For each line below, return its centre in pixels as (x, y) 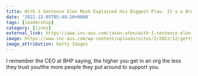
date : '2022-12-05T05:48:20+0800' (49, 17)
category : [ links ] (29, 28)
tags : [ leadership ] (30, 22)
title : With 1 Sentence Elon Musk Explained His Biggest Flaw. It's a (95, 11)
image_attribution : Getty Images (47, 44)
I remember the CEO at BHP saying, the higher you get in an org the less (94, 61)
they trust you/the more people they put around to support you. (83, 67)
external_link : (25, 33)
